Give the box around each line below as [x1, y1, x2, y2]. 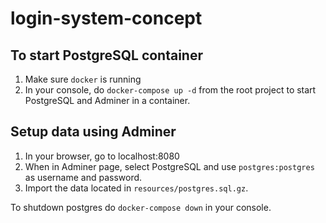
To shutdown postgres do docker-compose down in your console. [10, 201, 272, 213]
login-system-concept [10, 7, 203, 30]
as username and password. [24, 171, 143, 183]
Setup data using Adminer [10, 123, 177, 141]
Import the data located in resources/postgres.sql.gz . [24, 182, 249, 194]
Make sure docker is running [24, 73, 142, 85]
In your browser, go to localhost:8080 [24, 150, 180, 162]
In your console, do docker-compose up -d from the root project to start [24, 84, 317, 96]
